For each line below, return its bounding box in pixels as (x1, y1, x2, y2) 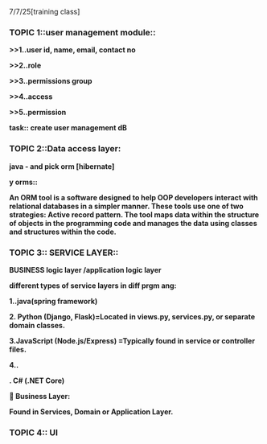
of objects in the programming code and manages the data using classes (9, 218, 258, 228)
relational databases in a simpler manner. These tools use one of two (9, 201, 244, 211)
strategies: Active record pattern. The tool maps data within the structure (9, 209, 260, 220)
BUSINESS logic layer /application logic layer (9, 265, 162, 274)
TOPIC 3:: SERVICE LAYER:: (9, 247, 119, 258)
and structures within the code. (9, 227, 117, 236)
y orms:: (9, 177, 39, 187)
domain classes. (9, 320, 65, 330)
